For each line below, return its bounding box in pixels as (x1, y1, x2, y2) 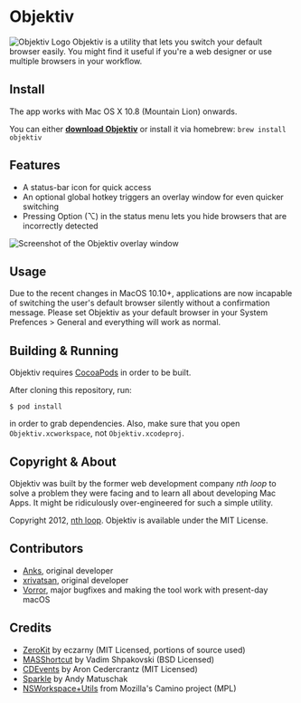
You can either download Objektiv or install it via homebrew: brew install (9, 123, 287, 134)
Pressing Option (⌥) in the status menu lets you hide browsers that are (22, 210, 287, 221)
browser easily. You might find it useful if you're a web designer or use (9, 45, 273, 56)
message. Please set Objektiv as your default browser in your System (9, 307, 268, 318)
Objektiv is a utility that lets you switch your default (71, 36, 263, 47)
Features (9, 158, 61, 173)
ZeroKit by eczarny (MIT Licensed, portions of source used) (22, 644, 246, 655)
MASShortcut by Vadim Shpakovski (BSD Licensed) (22, 654, 215, 665)
